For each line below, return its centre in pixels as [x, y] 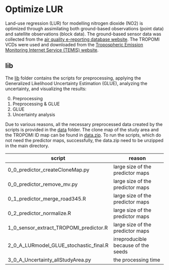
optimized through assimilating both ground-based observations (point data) [84, 28]
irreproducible [130, 239]
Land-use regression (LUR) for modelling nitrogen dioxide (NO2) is [74, 23]
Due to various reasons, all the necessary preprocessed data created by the [84, 124]
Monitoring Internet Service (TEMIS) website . [52, 50]
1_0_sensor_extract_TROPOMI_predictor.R [58, 228]
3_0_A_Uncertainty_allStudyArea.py [50, 259]
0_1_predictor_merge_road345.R [47, 198]
